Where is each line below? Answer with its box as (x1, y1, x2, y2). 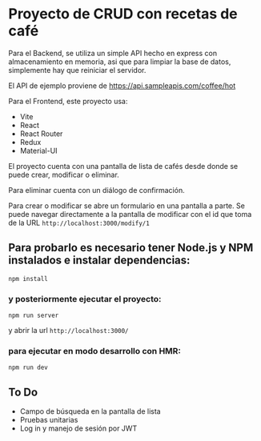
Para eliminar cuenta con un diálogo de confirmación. (8, 185, 186, 194)
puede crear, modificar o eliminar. (8, 170, 120, 179)
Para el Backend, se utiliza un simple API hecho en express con (8, 48, 218, 58)
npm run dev (8, 363, 48, 372)
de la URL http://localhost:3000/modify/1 (8, 218, 150, 227)
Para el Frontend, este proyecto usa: (8, 96, 128, 106)
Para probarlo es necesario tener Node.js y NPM (8, 241, 254, 255)
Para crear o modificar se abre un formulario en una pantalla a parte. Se (8, 201, 246, 210)
